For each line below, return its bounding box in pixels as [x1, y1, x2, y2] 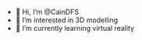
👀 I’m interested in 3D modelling [15, 15, 119, 25]
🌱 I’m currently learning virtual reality [15, 24, 135, 32]
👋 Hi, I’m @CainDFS [15, 8, 80, 16]
